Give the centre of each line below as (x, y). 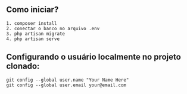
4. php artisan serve (33, 39)
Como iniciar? (32, 10)
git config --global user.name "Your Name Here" (68, 80)
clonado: (23, 67)
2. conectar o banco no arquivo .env (53, 28)
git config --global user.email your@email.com (66, 85)
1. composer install (32, 23)
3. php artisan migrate (36, 34)
